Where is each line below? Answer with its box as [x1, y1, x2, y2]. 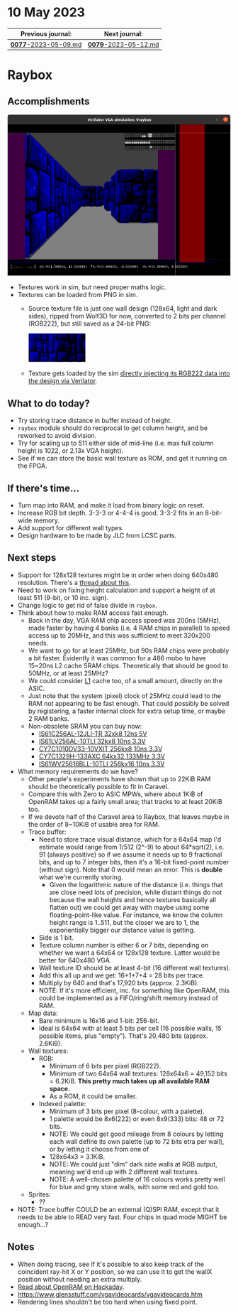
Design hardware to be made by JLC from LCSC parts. [17, 531, 177, 540]
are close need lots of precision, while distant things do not [49, 888, 222, 896]
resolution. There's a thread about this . [17, 578, 131, 586]
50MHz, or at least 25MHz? [28, 669, 108, 677]
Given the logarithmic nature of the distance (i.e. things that [49, 880, 223, 889]
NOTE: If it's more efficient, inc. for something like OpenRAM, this [38, 986, 230, 995]
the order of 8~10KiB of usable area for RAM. [28, 820, 160, 828]
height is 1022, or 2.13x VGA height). [17, 446, 124, 455]
